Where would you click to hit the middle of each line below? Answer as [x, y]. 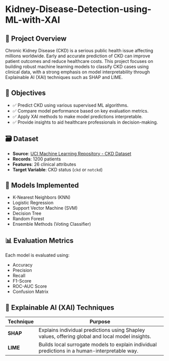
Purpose [100, 322]
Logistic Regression [33, 203]
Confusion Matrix [30, 292]
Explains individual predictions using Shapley [92, 330]
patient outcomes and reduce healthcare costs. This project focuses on [79, 61]
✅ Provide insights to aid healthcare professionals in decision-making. [85, 122]
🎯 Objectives [26, 93]
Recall [19, 276]
